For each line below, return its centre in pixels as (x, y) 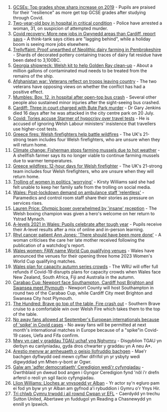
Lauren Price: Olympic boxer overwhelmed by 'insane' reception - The (85, 208)
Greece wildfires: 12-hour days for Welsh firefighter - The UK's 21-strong (87, 166)
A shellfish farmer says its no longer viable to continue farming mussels (86, 155)
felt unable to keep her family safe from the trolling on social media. (82, 187)
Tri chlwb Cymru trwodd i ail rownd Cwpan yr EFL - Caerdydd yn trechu (86, 394)
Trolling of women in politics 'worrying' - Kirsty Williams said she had (84, 182)
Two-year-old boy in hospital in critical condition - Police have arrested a (87, 23)
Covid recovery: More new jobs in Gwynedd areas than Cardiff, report (84, 34)
